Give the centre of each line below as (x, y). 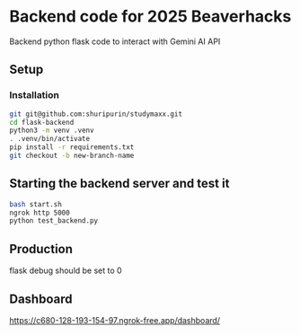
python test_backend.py (54, 221)
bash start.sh (36, 204)
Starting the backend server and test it (119, 184)
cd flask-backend (42, 122)
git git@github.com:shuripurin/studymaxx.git (96, 114)
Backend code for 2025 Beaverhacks (150, 17)
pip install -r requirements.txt (72, 147)
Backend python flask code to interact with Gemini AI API (115, 41)
